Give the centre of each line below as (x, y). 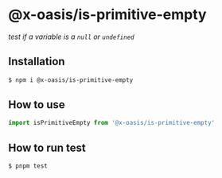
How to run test (47, 147)
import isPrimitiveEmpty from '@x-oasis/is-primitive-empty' (112, 123)
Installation (37, 62)
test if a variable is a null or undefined (71, 37)
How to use (37, 105)
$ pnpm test (28, 166)
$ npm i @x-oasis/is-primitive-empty (71, 80)
